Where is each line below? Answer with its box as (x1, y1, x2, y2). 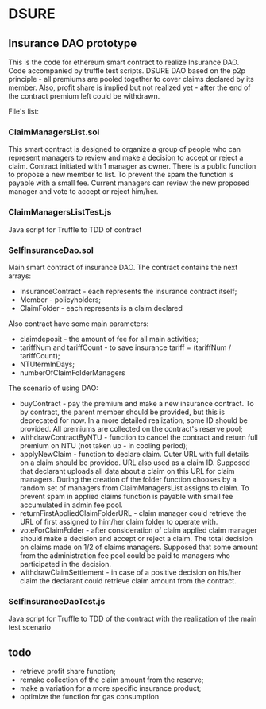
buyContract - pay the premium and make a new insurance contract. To (19, 398, 254, 408)
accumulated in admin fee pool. (19, 500, 123, 509)
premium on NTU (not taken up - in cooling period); (19, 440, 188, 450)
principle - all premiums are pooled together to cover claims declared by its (8, 75, 254, 83)
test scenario (8, 622, 52, 632)
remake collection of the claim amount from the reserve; (19, 675, 204, 684)
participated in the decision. (19, 559, 112, 568)
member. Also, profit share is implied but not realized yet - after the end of (8, 83, 251, 92)
